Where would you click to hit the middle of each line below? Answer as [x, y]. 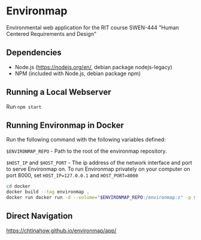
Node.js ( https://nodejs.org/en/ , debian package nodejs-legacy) [93, 67]
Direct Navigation [39, 216]
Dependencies [34, 53]
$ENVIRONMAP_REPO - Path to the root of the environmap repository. [87, 151]
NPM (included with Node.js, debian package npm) [78, 73]
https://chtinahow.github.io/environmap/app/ [61, 230]
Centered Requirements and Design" [51, 33]
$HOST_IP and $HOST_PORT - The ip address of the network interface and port [99, 163]
